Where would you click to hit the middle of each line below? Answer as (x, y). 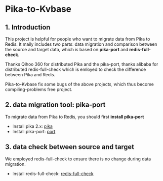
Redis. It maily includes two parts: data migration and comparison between (81, 44)
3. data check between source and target (70, 147)
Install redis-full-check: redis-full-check (53, 174)
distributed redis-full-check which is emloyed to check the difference (76, 69)
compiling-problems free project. (39, 89)
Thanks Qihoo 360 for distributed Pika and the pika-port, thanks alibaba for (82, 64)
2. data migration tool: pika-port (55, 105)
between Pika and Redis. (30, 75)
